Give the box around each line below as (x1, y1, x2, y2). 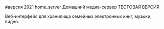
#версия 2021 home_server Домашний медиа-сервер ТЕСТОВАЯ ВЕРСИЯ (5, 4, 160, 10)
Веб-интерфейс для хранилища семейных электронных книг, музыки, (5, 14, 152, 19)
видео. (5, 19, 20, 24)
